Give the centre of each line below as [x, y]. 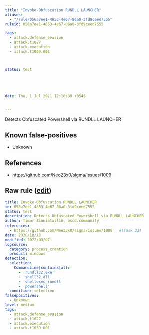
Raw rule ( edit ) [28, 191]
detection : [16, 258]
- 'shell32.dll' [35, 277]
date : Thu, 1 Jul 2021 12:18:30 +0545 [45, 96]
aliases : [14, 15]
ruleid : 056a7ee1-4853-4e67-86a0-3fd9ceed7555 [54, 24]
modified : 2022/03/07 [28, 240]
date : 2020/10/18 [23, 235]
